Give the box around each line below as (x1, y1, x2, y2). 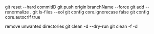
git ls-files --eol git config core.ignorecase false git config (32, 9, 150, 15)
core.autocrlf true (5, 14, 41, 20)
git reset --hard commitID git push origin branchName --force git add (5, 4, 145, 10)
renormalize (5, 9, 29, 15)
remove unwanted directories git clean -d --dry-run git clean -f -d (5, 23, 138, 29)
